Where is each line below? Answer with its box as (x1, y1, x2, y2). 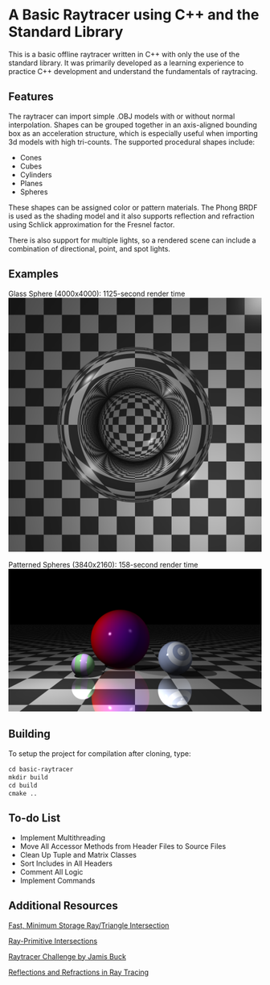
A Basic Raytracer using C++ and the (8, 6, 260, 24)
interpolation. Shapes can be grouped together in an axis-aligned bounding (8, 119, 257, 130)
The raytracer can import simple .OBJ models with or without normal (8, 111, 235, 121)
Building (8, 727, 51, 741)
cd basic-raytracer (8, 765, 74, 773)
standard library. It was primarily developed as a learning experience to (8, 58, 244, 68)
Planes (19, 178, 43, 188)
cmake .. (8, 789, 38, 797)
